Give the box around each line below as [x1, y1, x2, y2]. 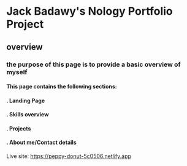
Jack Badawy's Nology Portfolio [6, 4, 173, 18]
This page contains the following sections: [6, 83, 118, 90]
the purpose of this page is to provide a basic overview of [6, 60, 181, 69]
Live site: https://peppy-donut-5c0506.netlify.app [6, 153, 132, 160]
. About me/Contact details [6, 139, 77, 146]
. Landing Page [6, 97, 45, 104]
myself [6, 67, 28, 76]
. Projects [6, 124, 31, 132]
